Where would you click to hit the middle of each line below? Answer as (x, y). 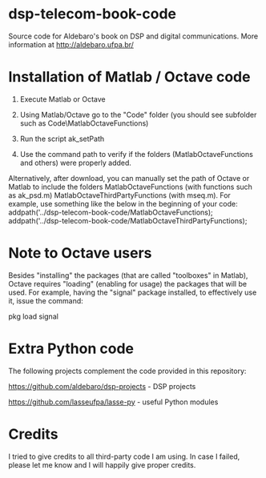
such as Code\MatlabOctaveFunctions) (84, 123)
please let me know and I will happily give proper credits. (102, 464)
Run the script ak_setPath (62, 139)
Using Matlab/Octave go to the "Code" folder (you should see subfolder (138, 114)
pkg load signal (33, 316)
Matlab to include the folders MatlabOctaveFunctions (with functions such (130, 187)
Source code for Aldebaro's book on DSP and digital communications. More (133, 36)
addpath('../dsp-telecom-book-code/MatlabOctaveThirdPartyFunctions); (128, 220)
